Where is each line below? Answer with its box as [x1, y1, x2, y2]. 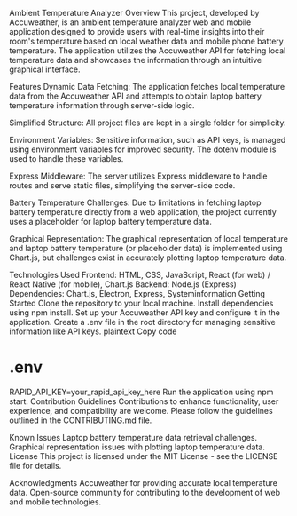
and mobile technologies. [9, 496, 102, 507]
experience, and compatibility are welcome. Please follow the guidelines [9, 405, 273, 416]
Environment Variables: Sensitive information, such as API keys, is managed [9, 135, 286, 145]
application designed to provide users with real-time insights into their [9, 27, 265, 36]
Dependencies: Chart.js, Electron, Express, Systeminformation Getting [9, 289, 266, 298]
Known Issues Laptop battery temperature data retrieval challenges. [9, 432, 258, 442]
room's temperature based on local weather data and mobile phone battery [9, 36, 284, 46]
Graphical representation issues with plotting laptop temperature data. [9, 441, 266, 452]
